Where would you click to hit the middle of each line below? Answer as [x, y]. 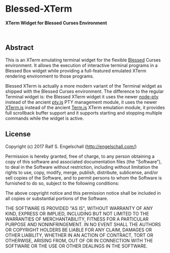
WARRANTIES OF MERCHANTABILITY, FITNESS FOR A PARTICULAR [77, 219]
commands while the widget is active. [45, 118]
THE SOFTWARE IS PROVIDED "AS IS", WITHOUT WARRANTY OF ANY [79, 208]
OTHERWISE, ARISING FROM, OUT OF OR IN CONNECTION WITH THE [79, 240]
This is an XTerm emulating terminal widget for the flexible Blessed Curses [83, 60]
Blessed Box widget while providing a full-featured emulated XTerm [76, 70]
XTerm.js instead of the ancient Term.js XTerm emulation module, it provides [85, 107]
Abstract [20, 48]
